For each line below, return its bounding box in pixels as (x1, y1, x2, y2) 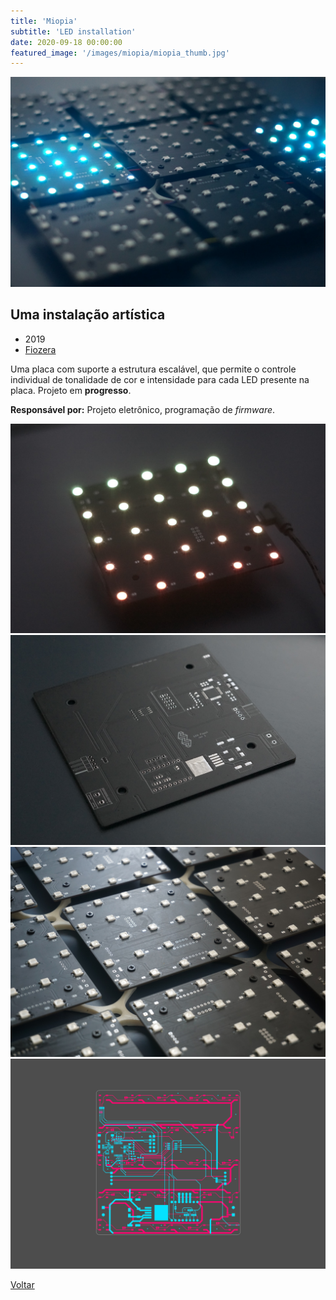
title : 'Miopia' (10, 16, 78, 26)
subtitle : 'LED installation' (10, 26, 137, 37)
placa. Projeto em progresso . (10, 384, 132, 396)
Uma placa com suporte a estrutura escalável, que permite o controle (10, 363, 297, 375)
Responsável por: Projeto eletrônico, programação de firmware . (10, 403, 276, 415)
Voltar (10, 1278, 35, 1290)
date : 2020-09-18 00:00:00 (10, 37, 123, 47)
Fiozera (24, 343, 57, 355)
